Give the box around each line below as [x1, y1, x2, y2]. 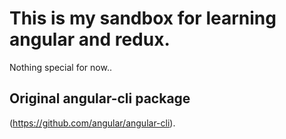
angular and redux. [9, 28, 171, 51]
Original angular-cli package [9, 90, 191, 107]
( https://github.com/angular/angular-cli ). [9, 117, 176, 129]
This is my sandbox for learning [9, 7, 277, 30]
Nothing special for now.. [9, 61, 112, 73]
